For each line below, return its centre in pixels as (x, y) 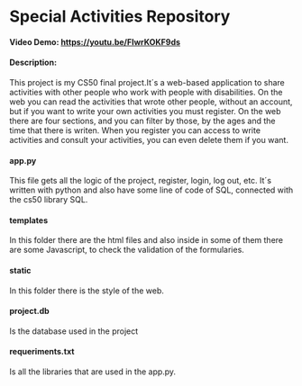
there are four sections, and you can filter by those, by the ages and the (142, 121)
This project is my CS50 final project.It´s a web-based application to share (147, 82)
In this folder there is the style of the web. (87, 291)
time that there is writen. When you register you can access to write (135, 130)
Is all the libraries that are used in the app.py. (93, 372)
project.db (29, 311)
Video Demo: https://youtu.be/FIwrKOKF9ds (95, 41)
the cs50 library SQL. (49, 200)
